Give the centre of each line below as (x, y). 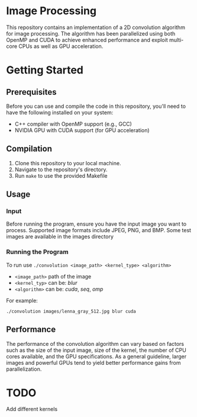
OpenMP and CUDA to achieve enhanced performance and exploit (87, 40)
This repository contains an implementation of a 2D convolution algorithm (96, 27)
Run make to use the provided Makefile (61, 175)
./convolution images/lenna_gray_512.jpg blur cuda (71, 311)
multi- (176, 40)
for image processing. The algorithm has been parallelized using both (91, 33)
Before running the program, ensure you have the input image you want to (96, 224)
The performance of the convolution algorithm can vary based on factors (95, 344)
